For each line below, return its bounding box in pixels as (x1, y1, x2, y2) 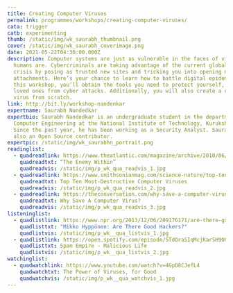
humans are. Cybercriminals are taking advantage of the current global (13, 62, 228, 69)
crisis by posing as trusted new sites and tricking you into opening (13, 68, 222, 75)
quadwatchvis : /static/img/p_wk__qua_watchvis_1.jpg (19, 275, 175, 282)
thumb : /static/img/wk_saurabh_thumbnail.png (7, 36, 141, 43)
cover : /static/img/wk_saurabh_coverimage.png (7, 42, 144, 49)
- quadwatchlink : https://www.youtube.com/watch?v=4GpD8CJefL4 (13, 262, 200, 269)
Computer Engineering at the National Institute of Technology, (13, 119, 203, 127)
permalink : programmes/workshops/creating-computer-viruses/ (7, 17, 188, 24)
